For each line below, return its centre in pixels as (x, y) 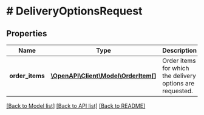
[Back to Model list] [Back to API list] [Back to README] (76, 106)
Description (179, 51)
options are (178, 83)
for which (175, 68)
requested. (177, 91)
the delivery (179, 76)
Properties (27, 34)
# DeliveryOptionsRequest (74, 11)
